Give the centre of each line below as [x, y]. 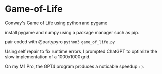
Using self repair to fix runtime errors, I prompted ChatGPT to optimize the [81, 51]
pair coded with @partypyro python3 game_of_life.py [60, 42]
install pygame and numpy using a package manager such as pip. [72, 32]
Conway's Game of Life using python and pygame [56, 23]
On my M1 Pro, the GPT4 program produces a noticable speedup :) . [75, 66]
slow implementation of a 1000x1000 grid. [48, 56]
